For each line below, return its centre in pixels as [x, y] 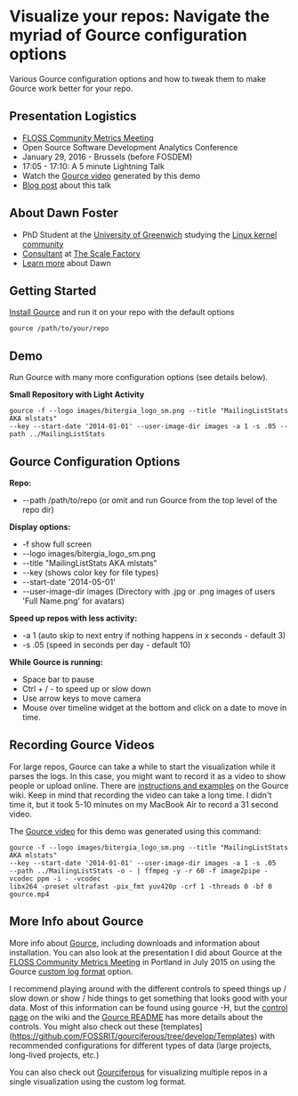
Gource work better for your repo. [71, 88]
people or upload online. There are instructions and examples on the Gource [149, 785]
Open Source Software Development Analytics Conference [130, 147]
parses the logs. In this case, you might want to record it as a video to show [148, 775]
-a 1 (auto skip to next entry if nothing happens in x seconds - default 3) [154, 635]
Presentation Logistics [73, 116]
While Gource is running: [56, 662]
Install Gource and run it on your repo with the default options [122, 313]
